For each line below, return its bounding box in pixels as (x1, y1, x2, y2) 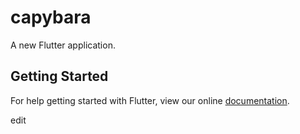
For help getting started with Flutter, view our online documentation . (10, 94, 290, 106)
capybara (10, 6, 92, 29)
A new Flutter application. (10, 39, 116, 51)
